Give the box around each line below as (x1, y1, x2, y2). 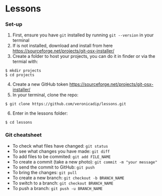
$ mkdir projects (5, 68, 41, 73)
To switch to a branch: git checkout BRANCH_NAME (12, 180, 113, 186)
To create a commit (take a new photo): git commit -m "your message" (12, 159, 157, 165)
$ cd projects (5, 73, 35, 78)
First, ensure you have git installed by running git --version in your (12, 32, 154, 38)
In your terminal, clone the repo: (12, 92, 78, 98)
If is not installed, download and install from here (12, 43, 113, 49)
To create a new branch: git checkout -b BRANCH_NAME (12, 175, 124, 181)
